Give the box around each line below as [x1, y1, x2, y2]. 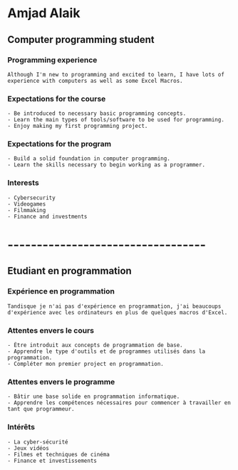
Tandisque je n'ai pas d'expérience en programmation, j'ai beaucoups [7, 302, 222, 310]
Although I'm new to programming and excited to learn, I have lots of [7, 71, 224, 78]
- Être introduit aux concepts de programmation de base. [7, 341, 183, 349]
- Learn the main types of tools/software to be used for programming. [7, 116, 224, 124]
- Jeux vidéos [7, 444, 50, 451]
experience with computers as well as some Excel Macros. [7, 77, 183, 84]
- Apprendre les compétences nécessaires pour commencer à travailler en [7, 399, 232, 406]
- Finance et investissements [7, 457, 98, 464]
